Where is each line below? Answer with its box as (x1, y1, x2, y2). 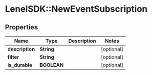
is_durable (7, 62, 33, 68)
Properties (5, 23, 38, 31)
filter (7, 54, 20, 60)
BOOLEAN (39, 62, 64, 68)
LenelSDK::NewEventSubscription (5, 3, 148, 15)
